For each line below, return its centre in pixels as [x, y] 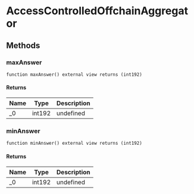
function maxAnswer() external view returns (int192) [74, 74]
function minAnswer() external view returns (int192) [74, 144]
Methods [23, 45]
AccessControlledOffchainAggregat [97, 11]
